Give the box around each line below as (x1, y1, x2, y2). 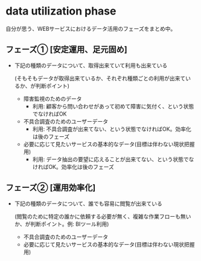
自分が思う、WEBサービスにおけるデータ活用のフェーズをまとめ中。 (5, 25, 176, 32)
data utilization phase (5, 4, 116, 18)
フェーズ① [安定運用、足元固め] (5, 44, 127, 55)
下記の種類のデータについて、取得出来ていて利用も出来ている (14, 62, 168, 69)
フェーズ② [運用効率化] (5, 183, 96, 193)
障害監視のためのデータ (23, 95, 82, 102)
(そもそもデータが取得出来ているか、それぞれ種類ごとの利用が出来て (14, 74, 186, 82)
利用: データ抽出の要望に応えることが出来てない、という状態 (32, 156, 183, 163)
